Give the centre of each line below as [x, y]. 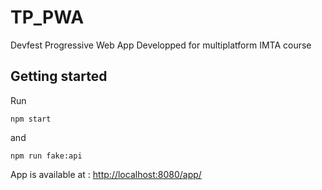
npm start [31, 119]
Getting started [59, 76]
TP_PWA [47, 17]
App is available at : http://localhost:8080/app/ [106, 174]
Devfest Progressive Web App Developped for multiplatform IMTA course [161, 45]
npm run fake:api [46, 156]
